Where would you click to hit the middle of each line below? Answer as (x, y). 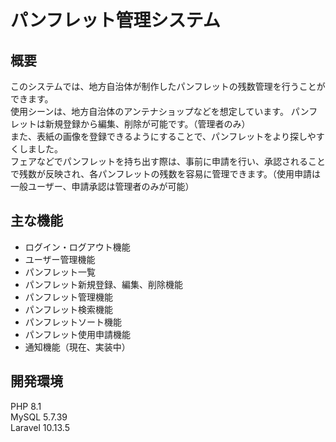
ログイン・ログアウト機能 (77, 247)
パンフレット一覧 (60, 272)
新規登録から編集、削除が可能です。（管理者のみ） (147, 124)
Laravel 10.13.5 (40, 427)
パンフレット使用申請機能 (78, 334)
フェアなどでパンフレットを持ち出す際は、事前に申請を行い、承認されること (168, 161)
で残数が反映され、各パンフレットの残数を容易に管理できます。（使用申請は (166, 174)
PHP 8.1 (26, 406)
